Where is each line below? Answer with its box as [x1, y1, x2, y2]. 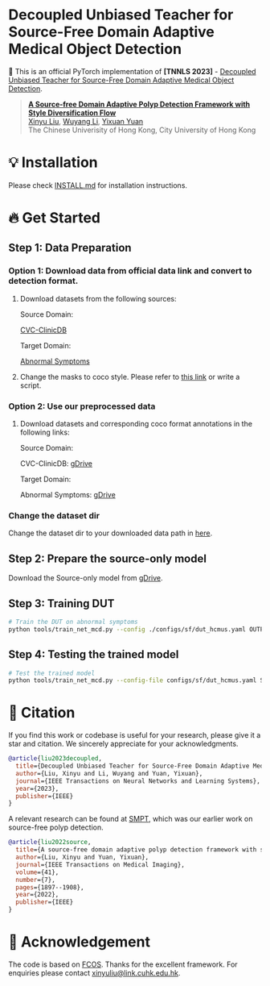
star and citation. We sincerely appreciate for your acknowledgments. [8, 739, 239, 749]
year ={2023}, [15, 784, 59, 793]
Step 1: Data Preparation [8, 241, 132, 255]
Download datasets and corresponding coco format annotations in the [19, 419, 253, 429]
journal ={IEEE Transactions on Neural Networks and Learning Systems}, [15, 776, 261, 785]
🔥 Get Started [8, 209, 101, 227]
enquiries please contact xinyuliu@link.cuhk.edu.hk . [8, 968, 181, 978]
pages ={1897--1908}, [15, 883, 84, 892]
